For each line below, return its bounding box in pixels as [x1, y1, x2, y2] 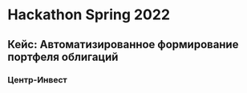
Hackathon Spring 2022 [7, 6, 170, 24]
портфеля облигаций [7, 50, 119, 63]
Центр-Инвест [7, 74, 67, 85]
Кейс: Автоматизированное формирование [7, 38, 239, 51]
